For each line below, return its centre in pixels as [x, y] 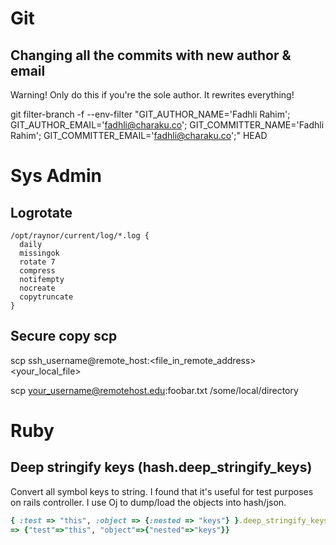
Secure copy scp [64, 336]
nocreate [37, 288]
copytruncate [46, 297]
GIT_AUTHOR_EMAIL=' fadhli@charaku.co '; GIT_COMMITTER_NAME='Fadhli [167, 125]
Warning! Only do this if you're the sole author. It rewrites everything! [152, 95]
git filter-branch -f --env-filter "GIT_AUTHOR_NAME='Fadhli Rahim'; [150, 114]
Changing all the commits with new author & [151, 55]
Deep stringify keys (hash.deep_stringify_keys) [161, 467]
